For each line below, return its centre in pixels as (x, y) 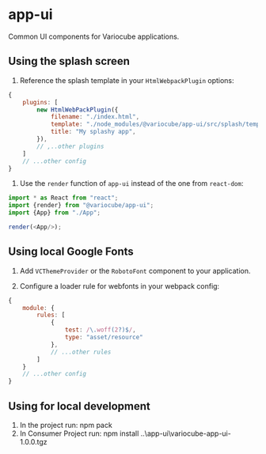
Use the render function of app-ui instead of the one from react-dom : (131, 183)
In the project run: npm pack (66, 425)
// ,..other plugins (70, 146)
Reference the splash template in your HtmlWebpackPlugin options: (127, 80)
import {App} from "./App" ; (55, 213)
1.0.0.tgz (33, 442)
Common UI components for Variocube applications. (94, 36)
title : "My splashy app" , (93, 132)
